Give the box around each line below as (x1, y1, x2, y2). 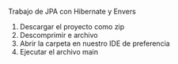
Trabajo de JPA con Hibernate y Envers (8, 7, 136, 16)
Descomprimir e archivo (19, 31, 98, 40)
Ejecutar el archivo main (19, 47, 99, 56)
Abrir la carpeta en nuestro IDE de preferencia (19, 39, 170, 48)
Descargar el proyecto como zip (19, 22, 125, 31)
